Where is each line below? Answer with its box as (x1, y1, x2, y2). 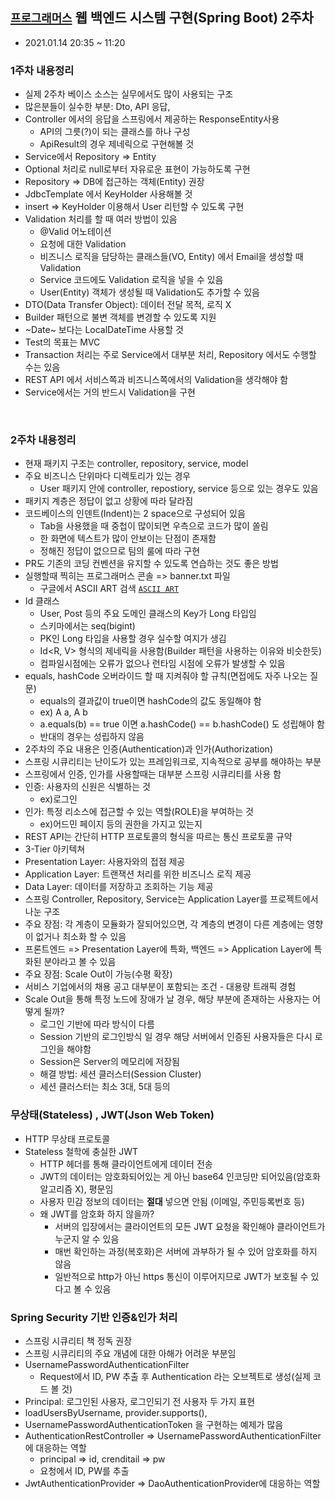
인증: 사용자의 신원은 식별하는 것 (24, 781, 151, 793)
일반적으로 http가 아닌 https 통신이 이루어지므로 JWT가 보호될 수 (54, 1270, 309, 1282)
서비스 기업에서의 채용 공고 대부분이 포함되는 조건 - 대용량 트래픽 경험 (24, 981, 297, 993)
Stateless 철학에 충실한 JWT (24, 1145, 139, 1157)
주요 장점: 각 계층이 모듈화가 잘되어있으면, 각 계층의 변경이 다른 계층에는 (24, 918, 305, 930)
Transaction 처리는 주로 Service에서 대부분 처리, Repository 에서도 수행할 (24, 349, 317, 361)
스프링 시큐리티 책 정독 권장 (24, 1335, 133, 1347)
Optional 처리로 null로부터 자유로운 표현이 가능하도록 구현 (24, 163, 251, 175)
